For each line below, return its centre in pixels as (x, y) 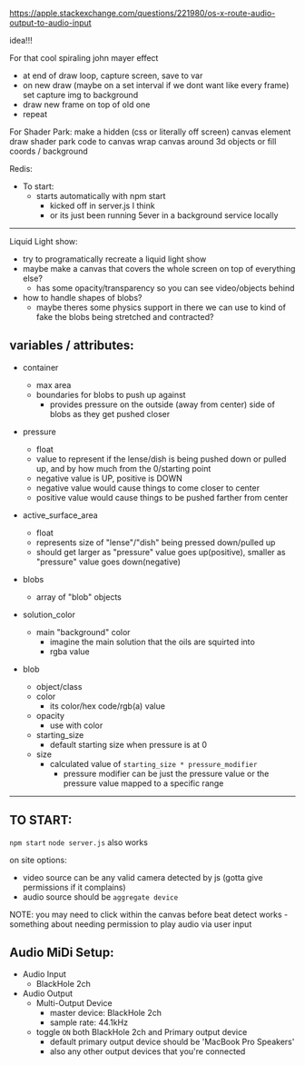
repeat (35, 114)
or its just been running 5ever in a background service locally (164, 215)
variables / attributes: (72, 346)
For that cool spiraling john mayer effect (84, 58)
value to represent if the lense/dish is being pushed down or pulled (161, 459)
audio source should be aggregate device (100, 897)
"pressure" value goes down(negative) (108, 562)
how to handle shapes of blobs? (82, 298)
